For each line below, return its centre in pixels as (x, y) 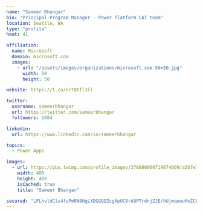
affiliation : (23, 45)
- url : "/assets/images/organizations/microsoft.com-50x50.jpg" (100, 68)
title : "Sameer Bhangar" (48, 190)
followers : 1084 (32, 118)
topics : (16, 145)
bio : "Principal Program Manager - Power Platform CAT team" (85, 18)
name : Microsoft (32, 51)
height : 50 (36, 79)
